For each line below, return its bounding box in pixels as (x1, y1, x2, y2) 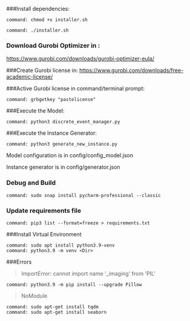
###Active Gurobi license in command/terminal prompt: (6, 85, 145, 92)
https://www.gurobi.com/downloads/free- (79, 66, 184, 74)
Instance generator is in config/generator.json (6, 163, 120, 171)
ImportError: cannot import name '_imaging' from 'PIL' (21, 270, 156, 277)
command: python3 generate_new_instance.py (6, 141, 118, 148)
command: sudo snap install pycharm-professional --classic (6, 192, 162, 198)
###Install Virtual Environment (6, 230, 82, 238)
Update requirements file (6, 206, 82, 215)
